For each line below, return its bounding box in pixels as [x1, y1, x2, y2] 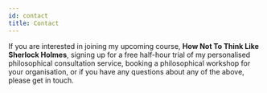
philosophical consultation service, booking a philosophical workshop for [8, 58, 251, 68]
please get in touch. [8, 75, 74, 85]
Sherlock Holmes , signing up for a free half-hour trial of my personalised [8, 50, 251, 59]
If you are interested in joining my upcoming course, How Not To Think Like [8, 41, 260, 51]
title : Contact [8, 19, 60, 27]
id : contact [8, 11, 48, 20]
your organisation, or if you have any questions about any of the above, [8, 67, 245, 76]
